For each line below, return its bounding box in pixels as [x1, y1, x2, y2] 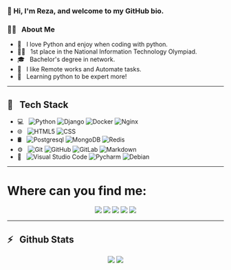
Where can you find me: [7, 183, 147, 199]
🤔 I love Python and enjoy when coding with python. [16, 41, 168, 49]
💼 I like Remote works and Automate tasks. [16, 65, 142, 74]
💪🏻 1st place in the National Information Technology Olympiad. [16, 47, 197, 56]
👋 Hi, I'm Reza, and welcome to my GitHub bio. [7, 6, 164, 16]
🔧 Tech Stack [7, 99, 69, 111]
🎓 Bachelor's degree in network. [16, 55, 115, 64]
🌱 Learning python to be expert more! [16, 72, 127, 81]
